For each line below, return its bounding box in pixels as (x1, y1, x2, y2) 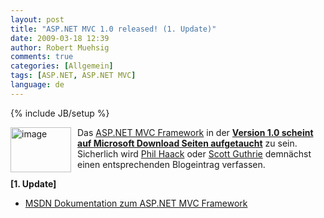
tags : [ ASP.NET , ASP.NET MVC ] (10, 71, 137, 81)
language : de (10, 80, 65, 90)
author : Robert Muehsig (10, 42, 110, 53)
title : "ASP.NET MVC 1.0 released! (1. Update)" (10, 24, 217, 34)
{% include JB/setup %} (10, 107, 110, 119)
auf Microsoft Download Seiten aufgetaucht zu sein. (77, 137, 298, 149)
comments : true (10, 52, 74, 62)
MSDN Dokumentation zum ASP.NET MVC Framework (24, 197, 248, 209)
